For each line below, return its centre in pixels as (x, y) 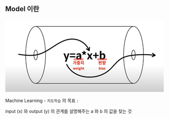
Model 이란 (22, 9)
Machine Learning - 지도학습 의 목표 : (42, 101)
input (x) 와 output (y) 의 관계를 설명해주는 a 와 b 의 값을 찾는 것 (69, 111)
